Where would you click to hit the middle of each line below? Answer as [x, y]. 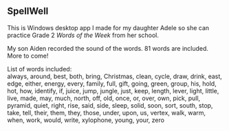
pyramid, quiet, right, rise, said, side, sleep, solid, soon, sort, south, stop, [110, 105]
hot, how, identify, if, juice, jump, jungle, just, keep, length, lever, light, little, [113, 91]
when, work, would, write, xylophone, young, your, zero [86, 120]
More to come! [28, 56]
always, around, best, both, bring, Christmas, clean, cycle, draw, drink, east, [115, 76]
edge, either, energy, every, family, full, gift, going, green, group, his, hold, [112, 83]
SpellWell [28, 11]
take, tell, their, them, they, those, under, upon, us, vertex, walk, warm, [107, 112]
